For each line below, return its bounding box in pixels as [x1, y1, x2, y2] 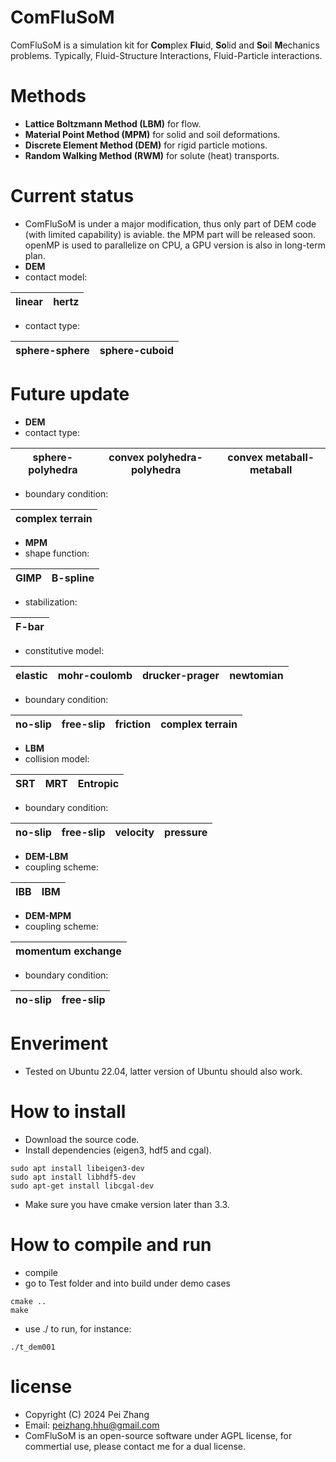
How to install [10, 1100, 127, 1123]
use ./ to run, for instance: [24, 1322, 132, 1335]
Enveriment [10, 1032, 108, 1055]
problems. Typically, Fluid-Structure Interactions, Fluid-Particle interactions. [10, 49, 323, 61]
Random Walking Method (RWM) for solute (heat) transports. [24, 149, 280, 161]
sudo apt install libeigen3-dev [10, 1163, 145, 1173]
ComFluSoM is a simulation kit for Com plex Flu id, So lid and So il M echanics [10, 39, 320, 51]
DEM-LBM [24, 850, 69, 862]
